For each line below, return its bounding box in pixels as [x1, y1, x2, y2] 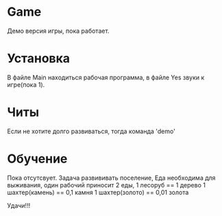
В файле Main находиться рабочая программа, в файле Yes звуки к [7, 73, 205, 81]
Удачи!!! [7, 201, 31, 209]
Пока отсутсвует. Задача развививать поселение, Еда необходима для [7, 174, 216, 182]
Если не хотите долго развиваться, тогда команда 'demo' [7, 127, 176, 135]
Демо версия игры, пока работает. [7, 27, 110, 35]
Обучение [7, 151, 68, 166]
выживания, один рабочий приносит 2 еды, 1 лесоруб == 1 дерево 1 [7, 180, 206, 189]
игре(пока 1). [7, 80, 45, 89]
